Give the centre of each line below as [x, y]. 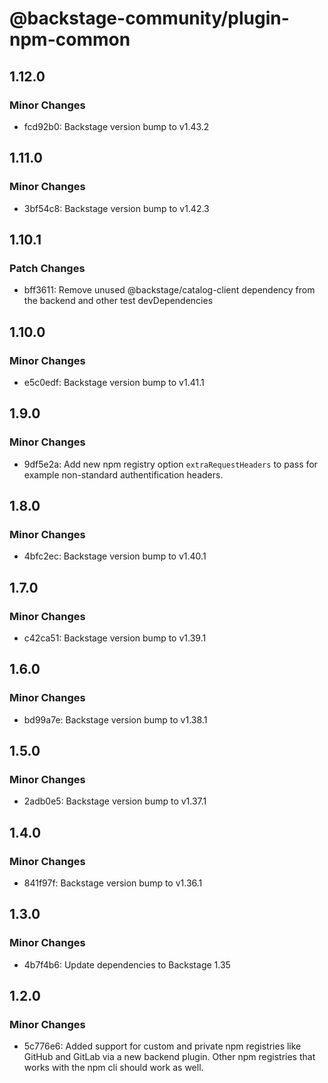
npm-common [70, 39]
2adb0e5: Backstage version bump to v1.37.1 [115, 801]
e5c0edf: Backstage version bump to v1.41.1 [114, 382]
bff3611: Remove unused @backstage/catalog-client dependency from [169, 290]
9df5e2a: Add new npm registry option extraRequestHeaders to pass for [170, 464]
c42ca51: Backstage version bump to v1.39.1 [115, 638]
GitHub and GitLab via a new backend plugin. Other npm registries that [169, 1057]
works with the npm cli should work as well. [113, 1068]
